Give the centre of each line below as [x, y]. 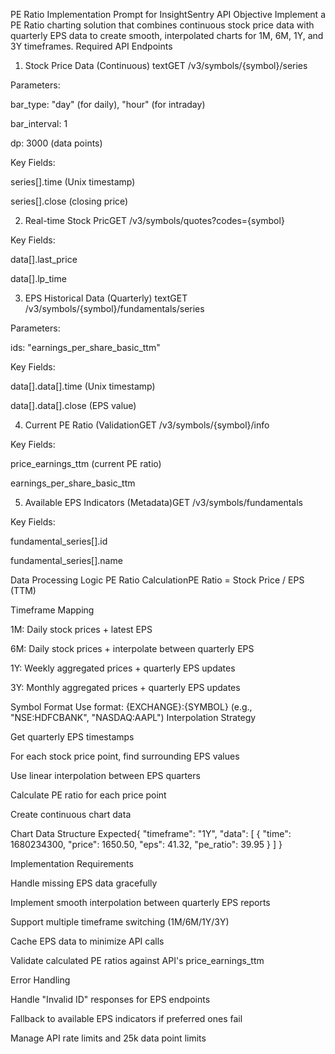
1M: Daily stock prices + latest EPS [81, 629]
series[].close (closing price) [69, 201]
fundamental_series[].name [66, 560]
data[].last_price [44, 259]
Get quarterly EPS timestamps [72, 737]
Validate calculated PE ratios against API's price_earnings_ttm [137, 960]
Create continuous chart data [71, 814]
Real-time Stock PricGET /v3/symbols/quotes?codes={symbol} [154, 220]
